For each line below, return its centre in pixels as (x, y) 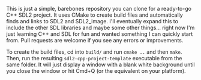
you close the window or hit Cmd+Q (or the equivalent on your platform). (96, 71)
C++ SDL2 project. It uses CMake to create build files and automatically (94, 15)
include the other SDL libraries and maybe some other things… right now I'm (100, 27)
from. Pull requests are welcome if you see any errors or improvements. (95, 40)
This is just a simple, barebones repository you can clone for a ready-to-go (99, 9)
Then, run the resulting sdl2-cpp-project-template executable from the (94, 58)
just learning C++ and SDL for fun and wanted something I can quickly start (100, 34)
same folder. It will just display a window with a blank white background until (100, 64)
